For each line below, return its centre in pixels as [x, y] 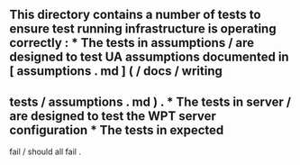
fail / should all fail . [45, 151]
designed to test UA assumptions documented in [150, 57]
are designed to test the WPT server [113, 116]
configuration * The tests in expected [117, 130]
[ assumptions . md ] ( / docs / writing [116, 71]
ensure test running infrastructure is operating [143, 29]
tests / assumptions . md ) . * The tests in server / [150, 101]
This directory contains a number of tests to [135, 15]
